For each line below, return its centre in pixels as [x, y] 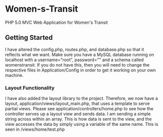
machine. [14, 75]
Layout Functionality [30, 87]
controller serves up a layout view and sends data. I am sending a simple [78, 114]
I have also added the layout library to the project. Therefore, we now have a [81, 99]
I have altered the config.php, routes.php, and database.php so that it [75, 49]
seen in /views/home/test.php [35, 129]
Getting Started [29, 38]
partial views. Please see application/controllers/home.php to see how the [79, 109]
